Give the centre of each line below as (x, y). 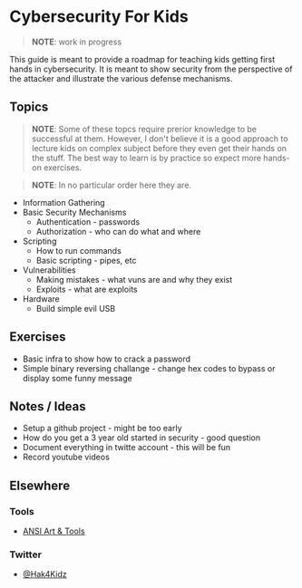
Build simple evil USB (76, 308)
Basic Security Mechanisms (74, 212)
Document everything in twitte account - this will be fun (127, 448)
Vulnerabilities (49, 270)
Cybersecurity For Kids (99, 17)
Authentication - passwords (88, 222)
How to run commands (79, 250)
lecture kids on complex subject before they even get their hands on (159, 148)
